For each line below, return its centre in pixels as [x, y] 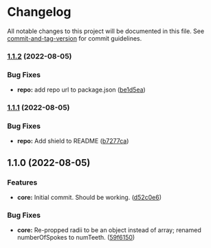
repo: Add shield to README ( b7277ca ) [73, 141]
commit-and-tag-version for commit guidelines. [75, 38]
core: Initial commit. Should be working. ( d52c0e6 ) [89, 198]
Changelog [39, 12]
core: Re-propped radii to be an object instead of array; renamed [109, 230]
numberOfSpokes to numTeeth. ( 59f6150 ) [76, 238]
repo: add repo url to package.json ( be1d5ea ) [81, 90]
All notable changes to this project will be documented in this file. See [106, 31]
